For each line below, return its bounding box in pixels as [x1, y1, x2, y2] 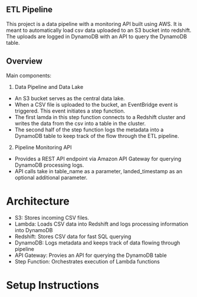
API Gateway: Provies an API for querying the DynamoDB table [14, 252, 167, 259]
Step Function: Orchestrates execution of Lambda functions [14, 258, 160, 265]
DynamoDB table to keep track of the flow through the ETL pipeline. [14, 132, 179, 139]
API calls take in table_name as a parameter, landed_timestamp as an [14, 167, 183, 174]
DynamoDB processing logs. [14, 161, 84, 169]
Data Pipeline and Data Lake [14, 83, 84, 90]
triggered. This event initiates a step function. [14, 107, 126, 114]
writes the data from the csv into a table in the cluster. [14, 120, 146, 127]
